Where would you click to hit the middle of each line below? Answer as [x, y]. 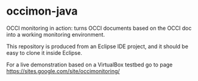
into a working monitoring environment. [56, 34]
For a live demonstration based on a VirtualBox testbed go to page [90, 65]
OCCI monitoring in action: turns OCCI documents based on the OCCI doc [99, 28]
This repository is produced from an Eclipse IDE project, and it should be [97, 46]
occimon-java [42, 11]
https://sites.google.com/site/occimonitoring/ [63, 71]
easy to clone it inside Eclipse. [44, 52]
